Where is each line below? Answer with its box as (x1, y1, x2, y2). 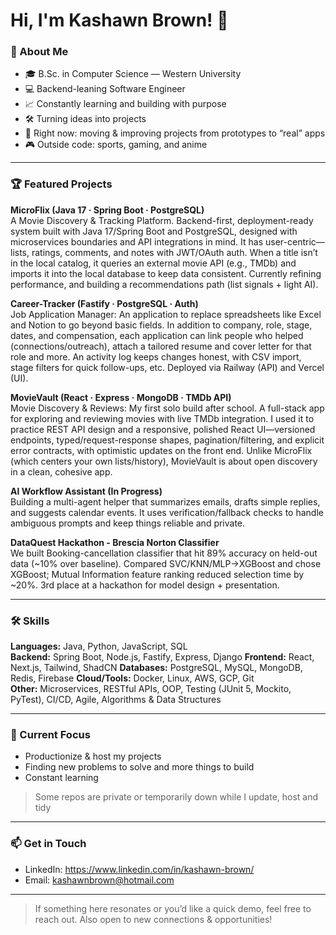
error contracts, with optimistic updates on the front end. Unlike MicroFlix (10, 444, 313, 456)
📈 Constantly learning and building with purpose (24, 98, 227, 110)
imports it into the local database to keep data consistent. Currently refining (10, 267, 322, 279)
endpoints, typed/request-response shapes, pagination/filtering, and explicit (10, 434, 325, 446)
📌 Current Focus (10, 728, 91, 741)
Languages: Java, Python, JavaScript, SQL (10, 640, 188, 653)
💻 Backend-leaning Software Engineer (24, 83, 186, 95)
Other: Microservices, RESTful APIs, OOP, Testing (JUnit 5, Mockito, (10, 683, 292, 695)
